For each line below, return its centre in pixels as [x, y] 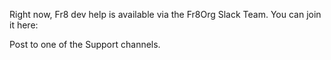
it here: [24, 25]
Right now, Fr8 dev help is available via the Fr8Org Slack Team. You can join [165, 14]
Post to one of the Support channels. [85, 44]
